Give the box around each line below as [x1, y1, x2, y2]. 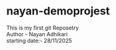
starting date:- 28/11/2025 [6, 37, 72, 44]
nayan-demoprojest [6, 4, 110, 18]
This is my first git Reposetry [6, 24, 79, 31]
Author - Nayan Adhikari [6, 30, 68, 37]
